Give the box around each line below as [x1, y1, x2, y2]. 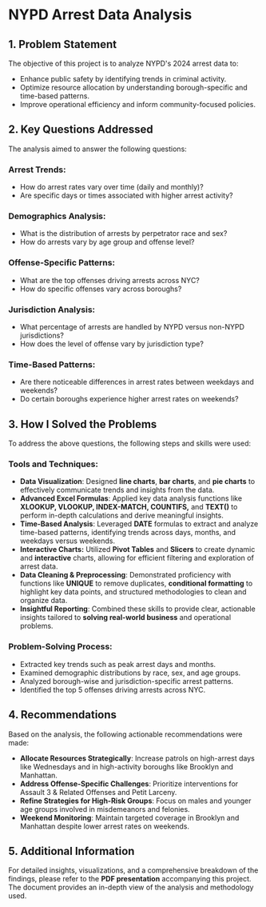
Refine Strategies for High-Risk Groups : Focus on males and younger [19, 796, 252, 805]
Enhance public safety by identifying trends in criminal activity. [19, 74, 227, 83]
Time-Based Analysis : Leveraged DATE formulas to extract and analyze [19, 519, 259, 529]
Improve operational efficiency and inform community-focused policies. [19, 100, 256, 109]
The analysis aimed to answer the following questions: [8, 144, 188, 154]
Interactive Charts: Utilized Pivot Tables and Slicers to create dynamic [19, 545, 256, 554]
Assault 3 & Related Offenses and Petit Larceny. [19, 787, 177, 797]
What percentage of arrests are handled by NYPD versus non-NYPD [19, 322, 245, 331]
